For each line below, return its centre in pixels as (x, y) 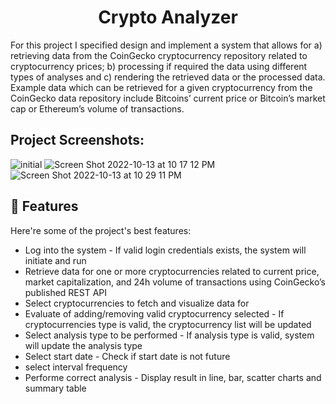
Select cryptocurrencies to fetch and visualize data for (137, 303)
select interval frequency (76, 367)
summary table (55, 388)
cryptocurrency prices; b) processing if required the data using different (159, 66)
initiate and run (55, 260)
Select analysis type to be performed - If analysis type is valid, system (169, 335)
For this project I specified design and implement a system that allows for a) (166, 45)
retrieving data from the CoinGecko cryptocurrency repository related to (159, 55)
